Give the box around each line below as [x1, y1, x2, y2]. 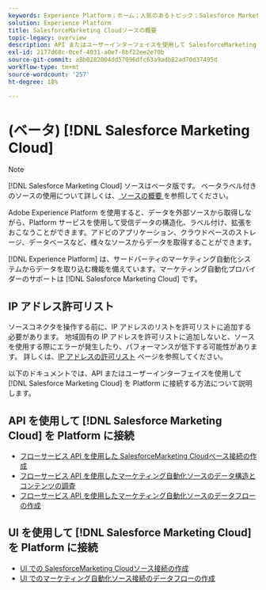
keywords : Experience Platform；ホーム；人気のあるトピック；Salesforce [8, 11, 235, 20]
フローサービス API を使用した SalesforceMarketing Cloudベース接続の [19, 451, 251, 461]
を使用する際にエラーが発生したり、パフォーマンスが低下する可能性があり [8, 342, 251, 352]
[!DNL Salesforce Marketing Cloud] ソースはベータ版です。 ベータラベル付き [8, 181, 257, 191]
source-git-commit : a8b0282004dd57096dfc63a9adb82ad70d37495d [8, 56, 218, 64]
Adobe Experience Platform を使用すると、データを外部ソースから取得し [8, 207, 245, 218]
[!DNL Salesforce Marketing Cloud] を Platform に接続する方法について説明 [8, 379, 253, 388]
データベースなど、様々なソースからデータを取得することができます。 [28, 238, 256, 247]
